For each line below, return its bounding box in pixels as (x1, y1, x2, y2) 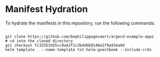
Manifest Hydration (5, 3, 88, 15)
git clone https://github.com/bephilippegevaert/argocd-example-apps (5, 34, 154, 39)
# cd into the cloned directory (5, 38, 73, 43)
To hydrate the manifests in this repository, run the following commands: (5, 20, 155, 26)
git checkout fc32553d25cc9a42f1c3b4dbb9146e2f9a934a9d (5, 42, 125, 48)
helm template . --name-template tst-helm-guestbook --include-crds (5, 47, 152, 52)
